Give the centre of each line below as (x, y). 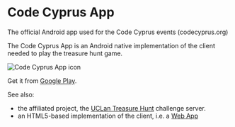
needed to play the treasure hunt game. (65, 53)
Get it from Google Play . (42, 81)
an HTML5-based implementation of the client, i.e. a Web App (108, 116)
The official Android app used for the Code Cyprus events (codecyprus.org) (118, 32)
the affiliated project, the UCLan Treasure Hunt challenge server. (112, 108)
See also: (21, 94)
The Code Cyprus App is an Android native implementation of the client (111, 45)
